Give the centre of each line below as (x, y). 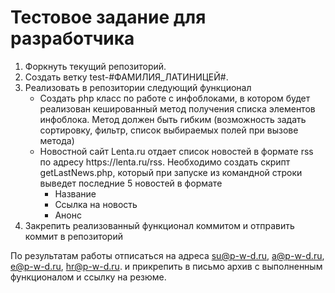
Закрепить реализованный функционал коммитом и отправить (159, 225)
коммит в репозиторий (73, 236)
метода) (57, 140)
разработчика (72, 38)
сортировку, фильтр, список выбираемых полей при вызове (169, 130)
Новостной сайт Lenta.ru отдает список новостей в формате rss (176, 151)
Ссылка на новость (96, 204)
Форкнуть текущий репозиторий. (95, 66)
